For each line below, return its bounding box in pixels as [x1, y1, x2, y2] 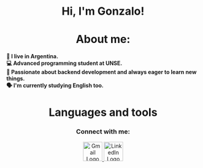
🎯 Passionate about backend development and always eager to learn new [6, 69, 197, 76]
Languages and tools [48, 105, 158, 120]
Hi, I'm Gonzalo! [61, 4, 145, 18]
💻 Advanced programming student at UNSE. [6, 59, 123, 67]
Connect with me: [75, 128, 131, 136]
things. [6, 75, 25, 82]
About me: [75, 32, 131, 47]
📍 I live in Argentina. [6, 53, 59, 60]
